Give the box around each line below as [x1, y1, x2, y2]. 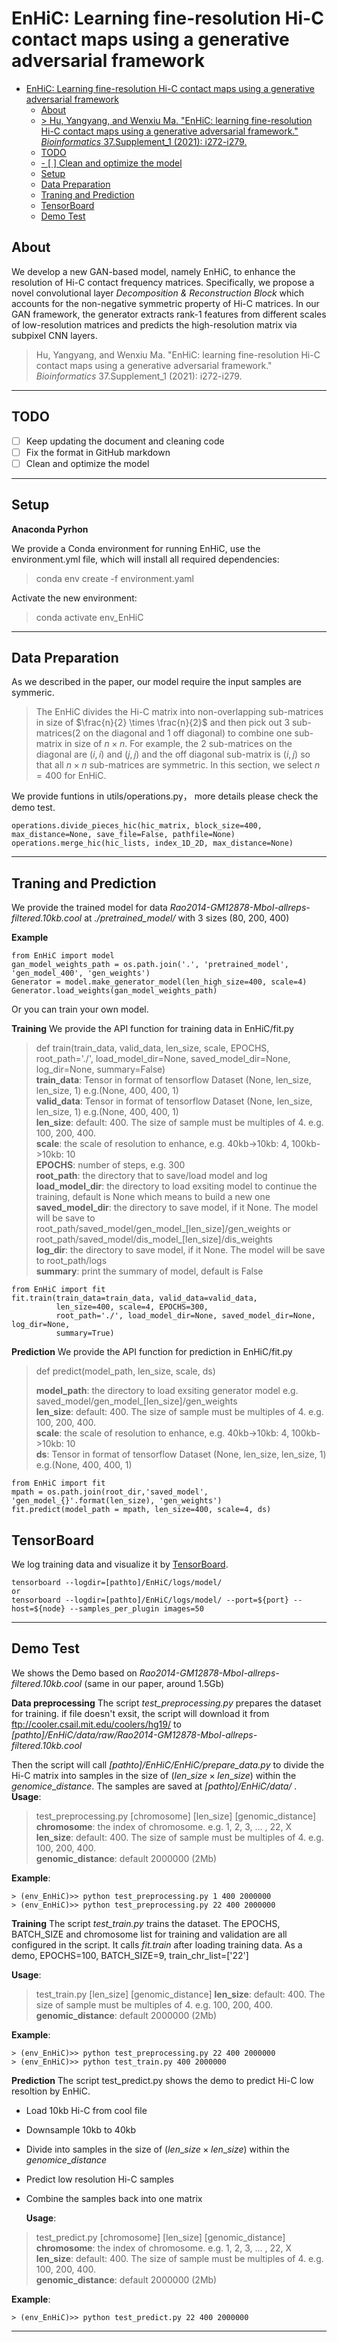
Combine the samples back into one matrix [25, 2192, 203, 2204]
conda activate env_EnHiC [35, 611, 144, 623]
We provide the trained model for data [11, 902, 168, 914]
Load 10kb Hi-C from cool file [25, 2104, 148, 2116]
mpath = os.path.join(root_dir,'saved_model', [11, 1487, 209, 1497]
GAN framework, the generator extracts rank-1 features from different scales [11, 308, 327, 320]
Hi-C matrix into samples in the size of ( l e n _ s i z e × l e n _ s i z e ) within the [11, 1769, 297, 1781]
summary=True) [55, 1328, 115, 1339]
